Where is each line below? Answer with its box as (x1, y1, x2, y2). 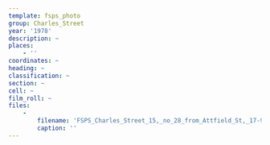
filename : (37, 117, 70, 125)
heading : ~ (8, 64, 45, 72)
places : (8, 42, 35, 50)
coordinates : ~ (8, 57, 59, 65)
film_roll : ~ (8, 94, 52, 102)
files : (8, 101, 31, 110)
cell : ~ (8, 86, 35, 95)
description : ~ (8, 34, 59, 43)
